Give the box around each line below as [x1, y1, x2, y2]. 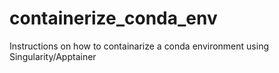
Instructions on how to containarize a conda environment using [9, 40, 269, 52]
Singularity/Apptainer [9, 50, 97, 62]
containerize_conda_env [9, 7, 218, 30]
